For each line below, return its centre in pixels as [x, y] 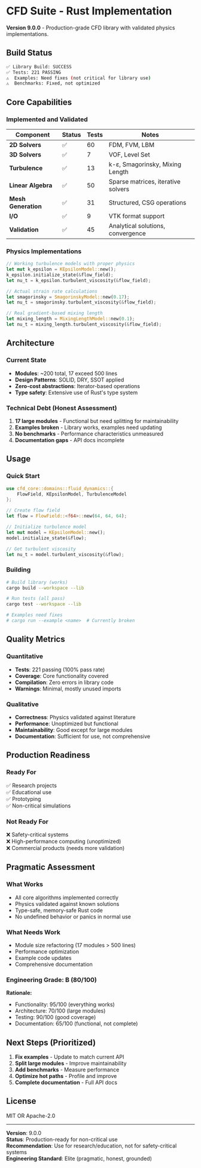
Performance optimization [47, 951]
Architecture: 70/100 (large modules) [60, 1011]
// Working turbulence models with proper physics [71, 264]
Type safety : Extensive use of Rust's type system [76, 392]
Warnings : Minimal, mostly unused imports [68, 689]
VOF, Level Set [130, 154]
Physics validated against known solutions [67, 903]
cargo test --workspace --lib [44, 604]
